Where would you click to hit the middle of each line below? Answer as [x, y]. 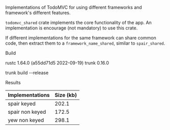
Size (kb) [66, 95]
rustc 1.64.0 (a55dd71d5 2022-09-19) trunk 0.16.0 [57, 63]
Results [13, 83]
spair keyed [22, 104]
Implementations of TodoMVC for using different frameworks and [74, 7]
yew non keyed [26, 120]
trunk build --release [27, 73]
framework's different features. [38, 13]
